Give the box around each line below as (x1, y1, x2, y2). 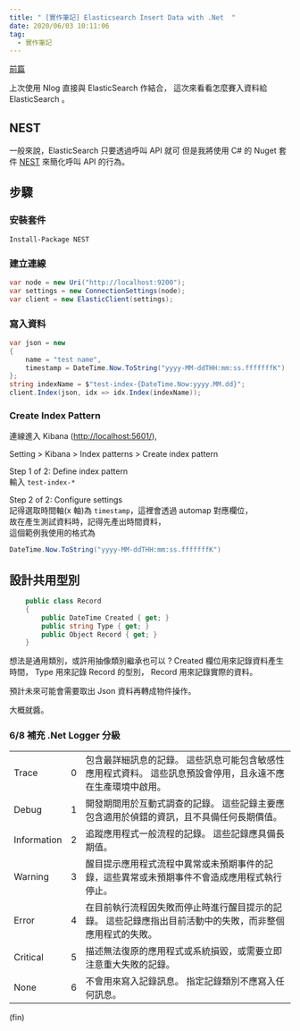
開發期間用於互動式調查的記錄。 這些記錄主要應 (85, 797, 285, 809)
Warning (13, 870, 49, 883)
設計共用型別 (9, 572, 80, 587)
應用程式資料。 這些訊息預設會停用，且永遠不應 (85, 766, 285, 779)
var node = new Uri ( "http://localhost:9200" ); (9, 278, 186, 287)
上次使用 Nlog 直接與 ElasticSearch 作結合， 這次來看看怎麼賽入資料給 (9, 82, 268, 94)
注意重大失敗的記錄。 (85, 958, 176, 970)
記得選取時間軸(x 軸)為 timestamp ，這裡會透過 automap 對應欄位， (9, 505, 253, 516)
